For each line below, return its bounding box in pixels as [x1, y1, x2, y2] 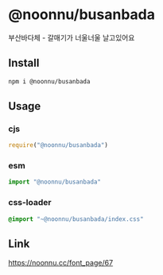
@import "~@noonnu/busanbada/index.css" [8, 215, 145, 223]
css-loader [8, 197, 52, 208]
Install [8, 56, 40, 70]
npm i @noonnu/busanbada [8, 77, 91, 85]
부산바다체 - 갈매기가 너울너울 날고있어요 [8, 33, 135, 42]
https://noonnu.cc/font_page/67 [8, 258, 114, 268]
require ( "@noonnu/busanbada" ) [8, 141, 109, 149]
